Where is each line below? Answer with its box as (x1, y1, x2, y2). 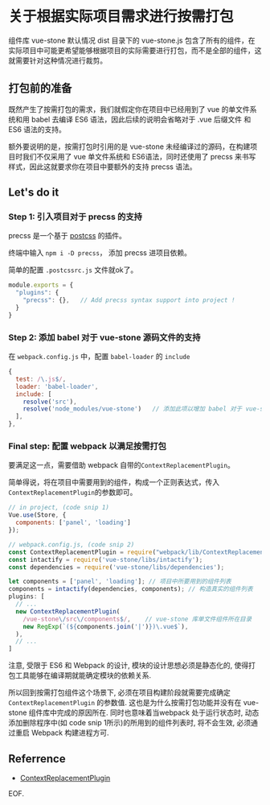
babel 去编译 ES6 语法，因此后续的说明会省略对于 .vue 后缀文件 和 (31, 114, 252, 124)
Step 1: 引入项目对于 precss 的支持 (8, 211, 143, 222)
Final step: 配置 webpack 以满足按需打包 (8, 440, 167, 452)
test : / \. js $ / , (15, 375, 67, 383)
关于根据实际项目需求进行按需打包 (8, 7, 235, 26)
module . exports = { (8, 281, 74, 290)
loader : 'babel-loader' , (15, 382, 99, 390)
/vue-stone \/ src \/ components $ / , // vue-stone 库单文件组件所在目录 (22, 615, 252, 623)
